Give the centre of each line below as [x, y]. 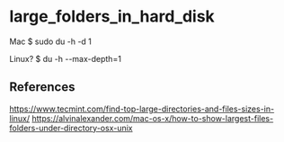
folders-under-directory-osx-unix [71, 128]
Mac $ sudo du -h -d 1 [51, 41]
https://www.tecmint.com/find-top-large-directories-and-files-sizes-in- [142, 109]
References [42, 87]
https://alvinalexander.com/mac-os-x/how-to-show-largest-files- [152, 118]
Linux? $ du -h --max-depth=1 [65, 58]
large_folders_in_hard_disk [112, 17]
